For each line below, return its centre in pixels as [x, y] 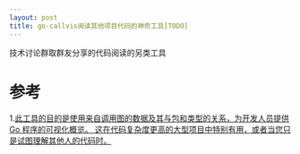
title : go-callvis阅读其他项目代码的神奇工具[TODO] [99, 26]
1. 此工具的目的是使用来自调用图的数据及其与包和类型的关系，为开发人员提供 [149, 118]
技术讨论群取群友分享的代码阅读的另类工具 [88, 52]
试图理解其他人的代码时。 [64, 141]
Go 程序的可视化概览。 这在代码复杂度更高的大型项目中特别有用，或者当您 [146, 130]
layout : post [34, 17]
